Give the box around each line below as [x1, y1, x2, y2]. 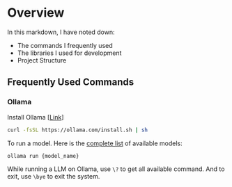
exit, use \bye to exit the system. [7, 172, 100, 181]
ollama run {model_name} [7, 152, 79, 159]
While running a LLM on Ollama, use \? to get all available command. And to [7, 165, 225, 173]
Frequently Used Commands [7, 76, 134, 88]
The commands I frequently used [17, 41, 113, 49]
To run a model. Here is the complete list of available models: [7, 139, 183, 147]
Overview [7, 5, 65, 21]
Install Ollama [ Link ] [7, 113, 64, 121]
